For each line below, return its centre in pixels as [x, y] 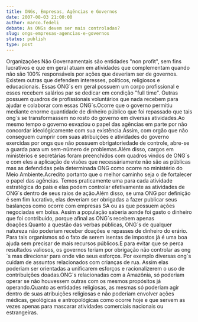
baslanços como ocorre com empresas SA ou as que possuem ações [91, 206]
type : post [20, 45]
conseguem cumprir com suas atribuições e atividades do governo [88, 136]
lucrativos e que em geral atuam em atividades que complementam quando [98, 67]
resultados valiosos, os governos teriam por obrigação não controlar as [93, 249]
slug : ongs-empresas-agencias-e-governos [58, 34]
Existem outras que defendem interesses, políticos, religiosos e [83, 80]
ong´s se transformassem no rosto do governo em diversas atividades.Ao [95, 118]
